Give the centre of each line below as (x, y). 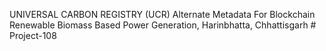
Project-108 (33, 35)
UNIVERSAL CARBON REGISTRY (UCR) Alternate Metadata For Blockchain (162, 14)
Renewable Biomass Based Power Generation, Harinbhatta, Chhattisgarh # (163, 25)
